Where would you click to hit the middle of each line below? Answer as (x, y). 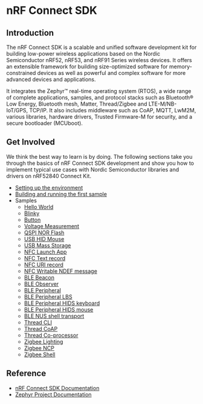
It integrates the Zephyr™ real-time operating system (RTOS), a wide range (99, 91)
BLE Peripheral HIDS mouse (59, 309)
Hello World (39, 207)
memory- (180, 66)
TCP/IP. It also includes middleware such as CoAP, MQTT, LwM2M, (113, 110)
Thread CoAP (41, 329)
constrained (21, 73)
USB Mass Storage (47, 245)
